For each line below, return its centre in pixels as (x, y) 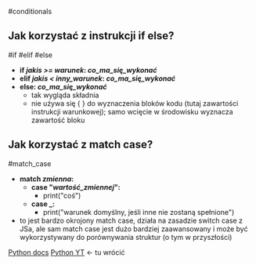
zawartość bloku (58, 120)
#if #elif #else (31, 55)
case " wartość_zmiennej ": (76, 187)
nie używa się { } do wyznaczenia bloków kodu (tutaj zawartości (135, 103)
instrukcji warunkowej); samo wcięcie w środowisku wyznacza (132, 111)
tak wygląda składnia (65, 95)
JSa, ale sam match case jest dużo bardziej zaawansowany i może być (133, 229)
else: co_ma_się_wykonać (63, 86)
